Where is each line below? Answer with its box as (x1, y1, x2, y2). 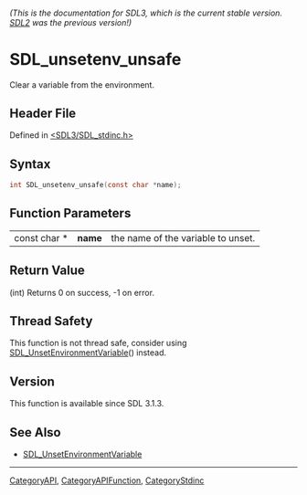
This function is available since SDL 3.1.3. (9, 398, 164, 409)
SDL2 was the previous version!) (9, 16, 132, 27)
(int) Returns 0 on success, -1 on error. (9, 287, 155, 298)
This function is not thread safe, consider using (9, 338, 187, 349)
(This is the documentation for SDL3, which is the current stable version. (9, 7, 283, 18)
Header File (9, 105, 77, 121)
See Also (9, 425, 61, 440)
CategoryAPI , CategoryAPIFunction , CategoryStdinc (9, 475, 205, 486)
